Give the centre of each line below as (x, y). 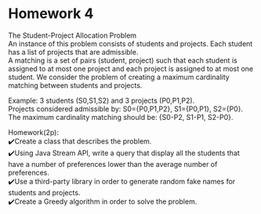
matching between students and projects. (75, 85)
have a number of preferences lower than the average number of (113, 164)
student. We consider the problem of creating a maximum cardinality (119, 77)
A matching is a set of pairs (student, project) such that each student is (123, 60)
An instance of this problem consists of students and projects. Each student (130, 43)
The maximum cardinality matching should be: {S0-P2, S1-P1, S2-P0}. (121, 117)
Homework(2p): (33, 132)
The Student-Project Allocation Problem (72, 35)
